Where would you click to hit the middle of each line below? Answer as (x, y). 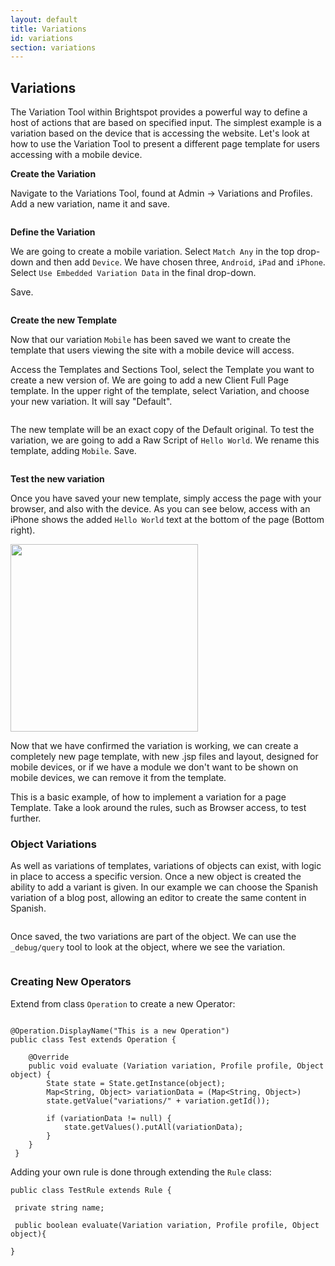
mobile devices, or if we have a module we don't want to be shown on (154, 767)
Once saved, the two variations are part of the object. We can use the (153, 937)
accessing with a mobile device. (76, 155)
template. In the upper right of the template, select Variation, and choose (160, 391)
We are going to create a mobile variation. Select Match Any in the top (152, 252)
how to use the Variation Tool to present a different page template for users (165, 144)
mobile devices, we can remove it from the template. (118, 778)
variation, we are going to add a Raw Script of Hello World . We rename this (165, 440)
